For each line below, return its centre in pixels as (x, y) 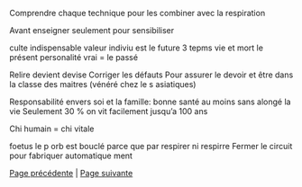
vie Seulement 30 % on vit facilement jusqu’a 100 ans (109, 111)
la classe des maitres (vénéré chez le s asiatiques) (103, 84)
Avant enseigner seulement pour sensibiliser (92, 30)
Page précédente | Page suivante (71, 173)
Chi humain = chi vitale (52, 129)
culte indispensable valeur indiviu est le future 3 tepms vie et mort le (137, 48)
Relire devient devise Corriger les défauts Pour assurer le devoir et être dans (151, 75)
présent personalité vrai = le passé (73, 57)
